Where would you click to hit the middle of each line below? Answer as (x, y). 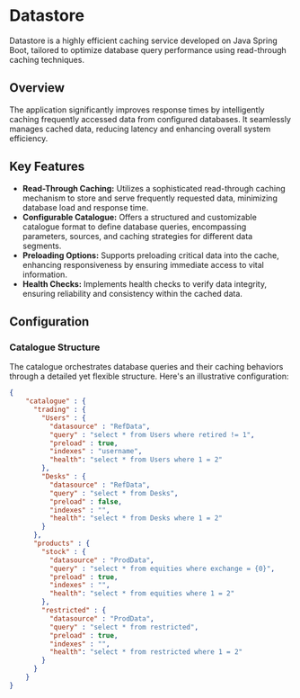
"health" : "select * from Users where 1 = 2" (136, 460)
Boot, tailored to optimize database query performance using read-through (148, 49)
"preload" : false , (86, 501)
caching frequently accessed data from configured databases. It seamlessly (150, 119)
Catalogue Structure (55, 347)
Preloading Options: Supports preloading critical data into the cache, (151, 255)
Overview (37, 88)
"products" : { (62, 543)
